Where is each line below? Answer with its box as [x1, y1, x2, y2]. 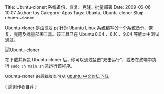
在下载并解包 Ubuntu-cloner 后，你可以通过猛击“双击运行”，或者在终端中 [5, 57, 152, 62]
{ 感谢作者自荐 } [5, 84, 37, 89]
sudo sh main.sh [10, 64, 44, 69]
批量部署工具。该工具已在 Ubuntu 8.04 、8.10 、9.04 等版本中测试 [26, 31, 160, 37]
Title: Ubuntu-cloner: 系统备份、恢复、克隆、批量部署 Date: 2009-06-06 [5, 4, 151, 10]
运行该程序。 [48, 63, 75, 69]
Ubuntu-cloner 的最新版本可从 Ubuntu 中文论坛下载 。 [5, 74, 113, 79]
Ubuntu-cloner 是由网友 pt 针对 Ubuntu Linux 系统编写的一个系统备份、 [5, 25, 149, 31]
